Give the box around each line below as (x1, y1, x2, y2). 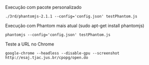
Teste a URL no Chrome (5, 41, 54, 47)
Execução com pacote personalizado (5, 4, 81, 10)
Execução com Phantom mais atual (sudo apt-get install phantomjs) (5, 22, 144, 28)
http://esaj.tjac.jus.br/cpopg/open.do (5, 55, 88, 60)
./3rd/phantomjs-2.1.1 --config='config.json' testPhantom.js (5, 14, 137, 19)
